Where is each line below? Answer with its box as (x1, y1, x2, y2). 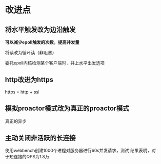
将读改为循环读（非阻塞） (5, 50, 57, 55)
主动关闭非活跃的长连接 (5, 134, 76, 142)
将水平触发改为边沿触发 (5, 25, 76, 34)
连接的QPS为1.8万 (13, 154, 50, 160)
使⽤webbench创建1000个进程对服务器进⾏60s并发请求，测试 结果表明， (5, 147, 152, 154)
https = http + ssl (5, 89, 40, 95)
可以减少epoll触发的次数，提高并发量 (5, 40, 80, 45)
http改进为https (5, 76, 54, 84)
